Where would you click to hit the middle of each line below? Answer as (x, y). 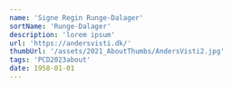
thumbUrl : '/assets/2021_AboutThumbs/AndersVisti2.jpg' (117, 52)
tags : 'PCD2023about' (50, 60)
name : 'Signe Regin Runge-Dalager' (77, 18)
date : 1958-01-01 (42, 69)
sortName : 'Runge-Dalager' (60, 26)
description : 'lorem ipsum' (63, 34)
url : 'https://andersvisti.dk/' (70, 43)
